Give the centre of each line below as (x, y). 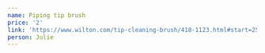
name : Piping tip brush (47, 15)
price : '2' (25, 23)
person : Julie (31, 37)
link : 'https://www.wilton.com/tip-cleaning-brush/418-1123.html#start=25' (135, 30)
